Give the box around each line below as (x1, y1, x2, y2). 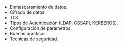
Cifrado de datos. (9, 9, 46, 15)
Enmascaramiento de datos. (9, 4, 68, 10)
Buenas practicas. (9, 31, 47, 36)
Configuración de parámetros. (9, 25, 72, 31)
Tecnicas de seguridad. (9, 36, 58, 42)
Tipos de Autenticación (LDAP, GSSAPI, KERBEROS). (9, 20, 118, 26)
